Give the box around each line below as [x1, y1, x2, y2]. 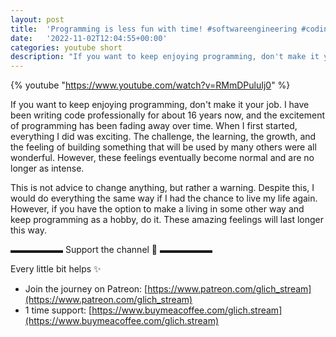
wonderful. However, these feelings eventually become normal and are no [10, 152, 315, 164]
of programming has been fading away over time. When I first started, [10, 120, 298, 132]
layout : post [10, 14, 65, 25]
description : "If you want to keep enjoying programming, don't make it [10, 52, 320, 62]
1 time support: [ [24, 304, 93, 316]
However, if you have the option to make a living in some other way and [10, 203, 305, 215]
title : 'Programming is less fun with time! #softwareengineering [10, 24, 298, 34]
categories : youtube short [10, 42, 123, 53]
